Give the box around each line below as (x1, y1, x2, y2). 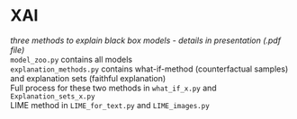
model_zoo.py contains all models (10, 54, 133, 64)
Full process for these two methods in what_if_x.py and (10, 82, 217, 93)
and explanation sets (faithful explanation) (10, 72, 166, 83)
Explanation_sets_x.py (10, 91, 95, 101)
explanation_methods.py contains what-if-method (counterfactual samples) (10, 64, 289, 74)
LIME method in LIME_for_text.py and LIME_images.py (10, 99, 210, 110)
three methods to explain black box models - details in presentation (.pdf (10, 35, 282, 46)
